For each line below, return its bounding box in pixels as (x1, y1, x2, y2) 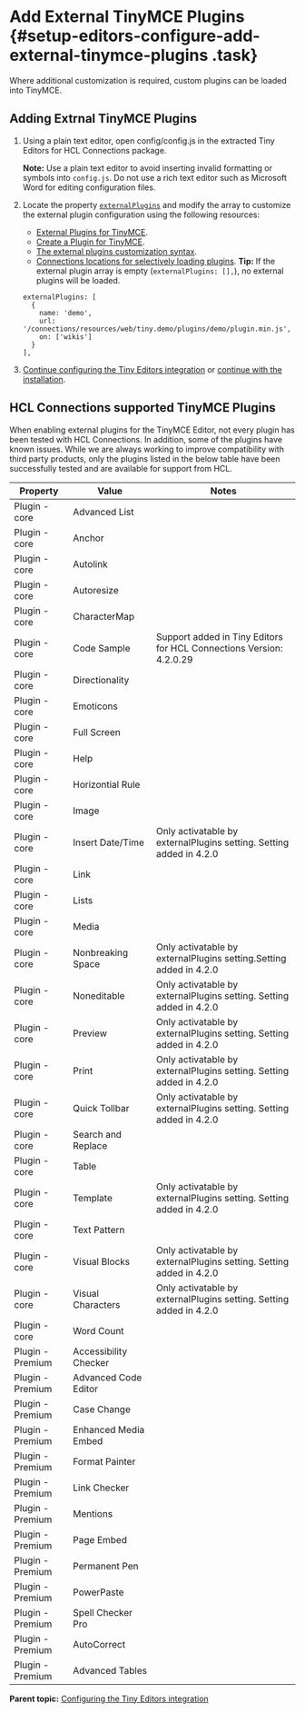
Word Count (72, 1324, 124, 1337)
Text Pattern (72, 1223, 125, 1236)
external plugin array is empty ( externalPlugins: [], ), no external (35, 265, 284, 276)
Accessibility (72, 1345, 128, 1358)
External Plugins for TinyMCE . (35, 226, 148, 237)
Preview (72, 1027, 107, 1040)
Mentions (72, 1507, 113, 1519)
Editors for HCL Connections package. (22, 144, 167, 155)
